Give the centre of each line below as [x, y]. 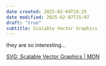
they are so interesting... [36, 45]
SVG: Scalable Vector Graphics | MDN [53, 56]
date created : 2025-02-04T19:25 [46, 12]
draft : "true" [24, 23]
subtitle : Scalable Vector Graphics [52, 28]
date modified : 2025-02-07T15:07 [48, 17]
